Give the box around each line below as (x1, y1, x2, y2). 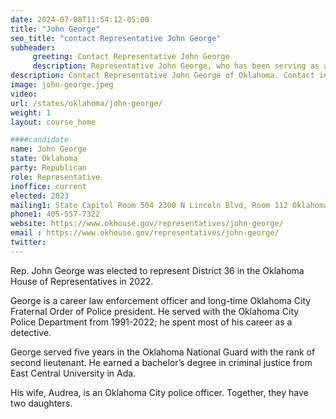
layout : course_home (10, 117, 97, 127)
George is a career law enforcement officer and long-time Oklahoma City (10, 294, 312, 306)
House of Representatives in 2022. (10, 275, 154, 287)
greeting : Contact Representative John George (32, 52, 230, 62)
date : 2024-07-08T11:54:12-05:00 (10, 14, 150, 25)
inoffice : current (10, 181, 87, 191)
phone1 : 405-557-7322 (10, 209, 101, 220)
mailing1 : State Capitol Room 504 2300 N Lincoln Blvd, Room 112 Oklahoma (10, 200, 329, 210)
